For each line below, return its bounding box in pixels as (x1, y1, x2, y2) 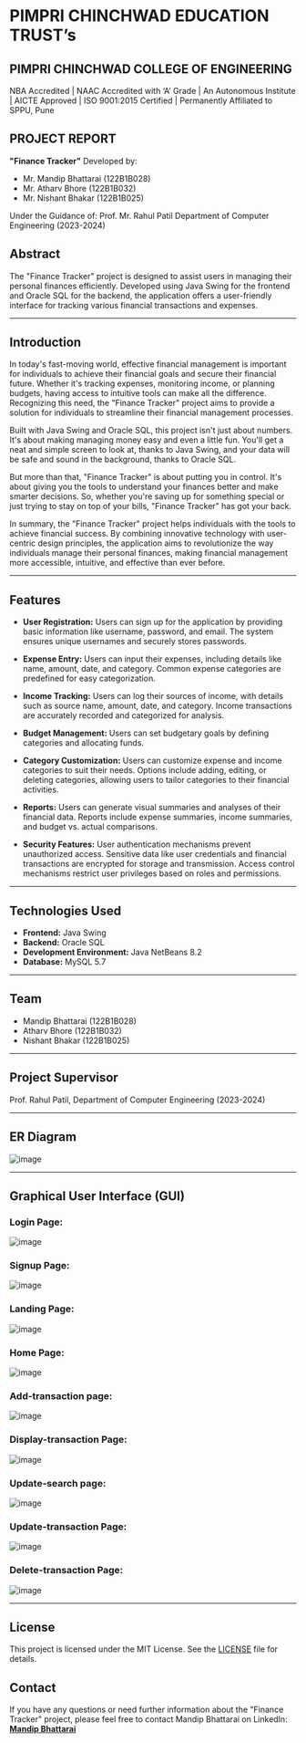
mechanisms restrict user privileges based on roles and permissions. (22, 868, 282, 879)
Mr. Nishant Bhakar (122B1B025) (22, 193, 144, 204)
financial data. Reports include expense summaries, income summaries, (22, 811, 293, 822)
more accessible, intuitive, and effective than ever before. (9, 558, 226, 569)
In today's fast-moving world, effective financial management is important (9, 359, 287, 370)
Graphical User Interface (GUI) (9, 1188, 185, 1204)
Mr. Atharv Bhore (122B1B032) (22, 183, 137, 193)
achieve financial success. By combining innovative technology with (9, 528, 266, 539)
